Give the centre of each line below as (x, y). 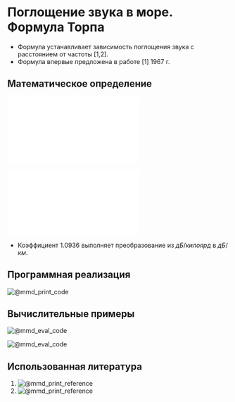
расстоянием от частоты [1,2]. (63, 54)
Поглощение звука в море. (90, 12)
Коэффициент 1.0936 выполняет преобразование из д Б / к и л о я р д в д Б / (123, 245)
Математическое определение (80, 84)
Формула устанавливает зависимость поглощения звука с (106, 46)
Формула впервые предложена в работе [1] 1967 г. (94, 61)
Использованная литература (75, 366)
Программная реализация (69, 275)
